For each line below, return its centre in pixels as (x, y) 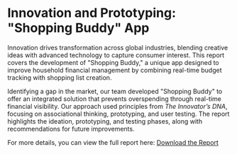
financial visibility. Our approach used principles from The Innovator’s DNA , (118, 106)
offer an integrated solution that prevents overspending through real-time (115, 99)
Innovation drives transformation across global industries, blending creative (118, 47)
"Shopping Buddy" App (78, 28)
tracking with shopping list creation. (60, 77)
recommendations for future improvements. (71, 129)
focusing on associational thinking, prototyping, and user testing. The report (118, 114)
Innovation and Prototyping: (92, 13)
